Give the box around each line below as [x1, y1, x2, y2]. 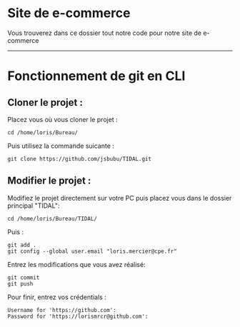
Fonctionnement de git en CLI [7, 68, 186, 84]
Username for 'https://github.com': [7, 306, 116, 313]
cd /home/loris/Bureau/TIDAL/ [7, 215, 98, 222]
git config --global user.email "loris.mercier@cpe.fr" [7, 248, 177, 255]
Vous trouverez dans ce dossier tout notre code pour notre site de [7, 29, 202, 37]
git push [7, 280, 34, 287]
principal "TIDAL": [7, 201, 60, 210]
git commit [7, 273, 40, 281]
